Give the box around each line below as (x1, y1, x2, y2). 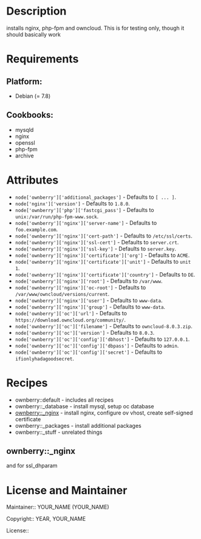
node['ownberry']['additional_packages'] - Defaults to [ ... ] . (15, 193, 176, 201)
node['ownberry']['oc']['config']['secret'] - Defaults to (15, 348, 163, 355)
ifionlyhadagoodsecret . (15, 354, 75, 362)
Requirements (6, 52, 79, 66)
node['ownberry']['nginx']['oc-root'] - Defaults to (15, 284, 146, 291)
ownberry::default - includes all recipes (15, 396, 114, 403)
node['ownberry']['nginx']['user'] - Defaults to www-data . (15, 297, 163, 304)
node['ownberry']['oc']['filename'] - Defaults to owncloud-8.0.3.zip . (15, 322, 192, 329)
